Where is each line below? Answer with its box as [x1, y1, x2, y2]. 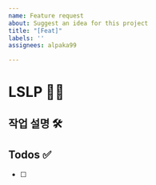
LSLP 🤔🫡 [8, 83, 65, 101]
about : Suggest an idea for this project [8, 19, 149, 27]
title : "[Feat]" [8, 26, 62, 34]
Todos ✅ [8, 148, 52, 162]
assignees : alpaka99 [8, 42, 78, 50]
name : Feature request [8, 11, 84, 20]
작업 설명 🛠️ [8, 117, 62, 131]
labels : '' [8, 34, 45, 42]
